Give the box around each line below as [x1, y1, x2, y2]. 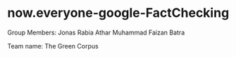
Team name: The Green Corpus [7, 42, 99, 50]
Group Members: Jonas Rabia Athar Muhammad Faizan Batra [7, 28, 185, 37]
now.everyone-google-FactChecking [7, 5, 230, 21]
